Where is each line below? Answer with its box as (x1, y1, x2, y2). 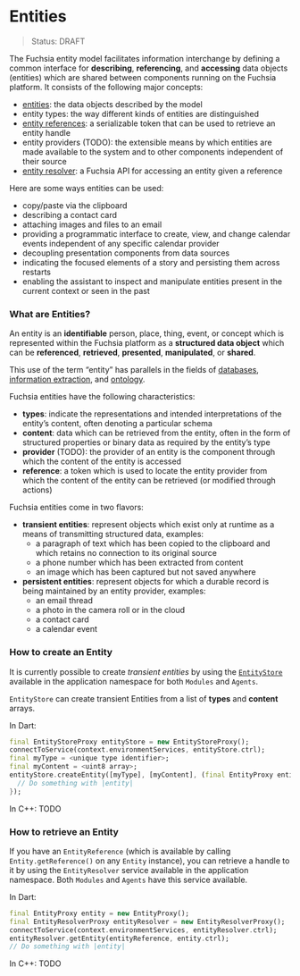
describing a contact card (21, 209, 118, 220)
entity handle (21, 127, 71, 138)
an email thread (35, 595, 94, 606)
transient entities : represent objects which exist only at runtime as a (21, 519, 275, 530)
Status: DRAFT (30, 36, 86, 46)
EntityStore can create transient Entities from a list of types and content (9, 693, 279, 703)
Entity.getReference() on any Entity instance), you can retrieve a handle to (9, 855, 290, 866)
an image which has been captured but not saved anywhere (35, 567, 256, 577)
